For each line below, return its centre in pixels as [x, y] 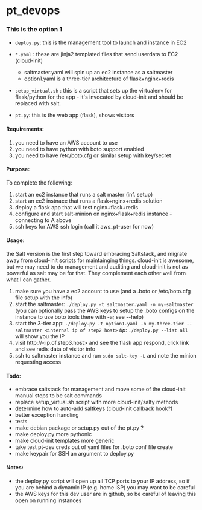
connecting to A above [43, 220]
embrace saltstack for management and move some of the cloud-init [100, 389]
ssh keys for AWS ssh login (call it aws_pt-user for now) [84, 226]
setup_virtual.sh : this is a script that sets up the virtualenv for [93, 91]
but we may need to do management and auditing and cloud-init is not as [97, 267]
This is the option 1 [34, 30]
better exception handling [47, 415]
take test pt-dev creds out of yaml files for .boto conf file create [94, 447]
